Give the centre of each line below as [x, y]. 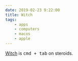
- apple [22, 39]
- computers [27, 29]
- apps [21, 24]
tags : [11, 19]
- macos [22, 34]
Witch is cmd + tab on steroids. [39, 53]
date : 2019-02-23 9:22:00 [32, 10]
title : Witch [19, 15]
